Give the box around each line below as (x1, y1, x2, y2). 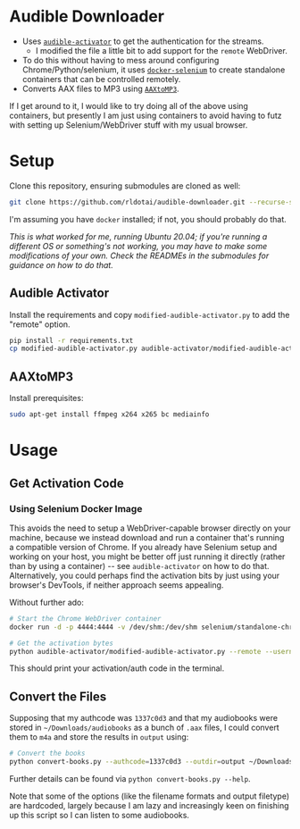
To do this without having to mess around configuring (21, 54, 220, 65)
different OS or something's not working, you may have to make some (9, 240, 268, 251)
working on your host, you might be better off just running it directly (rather (9, 551, 286, 562)
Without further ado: (9, 597, 85, 607)
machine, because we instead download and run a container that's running (9, 532, 285, 542)
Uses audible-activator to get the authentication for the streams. (21, 36, 264, 46)
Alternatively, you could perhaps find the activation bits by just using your (9, 570, 280, 581)
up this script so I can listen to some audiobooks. (9, 809, 190, 820)
